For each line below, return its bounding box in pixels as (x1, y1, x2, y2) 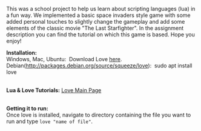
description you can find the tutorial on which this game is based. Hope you (6, 31, 195, 38)
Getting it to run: (6, 105, 48, 112)
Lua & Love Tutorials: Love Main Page (6, 87, 102, 93)
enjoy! (6, 38, 22, 44)
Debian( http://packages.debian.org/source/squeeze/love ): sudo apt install (6, 62, 193, 69)
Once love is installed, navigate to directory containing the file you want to (6, 112, 191, 118)
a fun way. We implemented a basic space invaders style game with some (6, 12, 191, 19)
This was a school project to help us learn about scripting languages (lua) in (6, 5, 196, 12)
